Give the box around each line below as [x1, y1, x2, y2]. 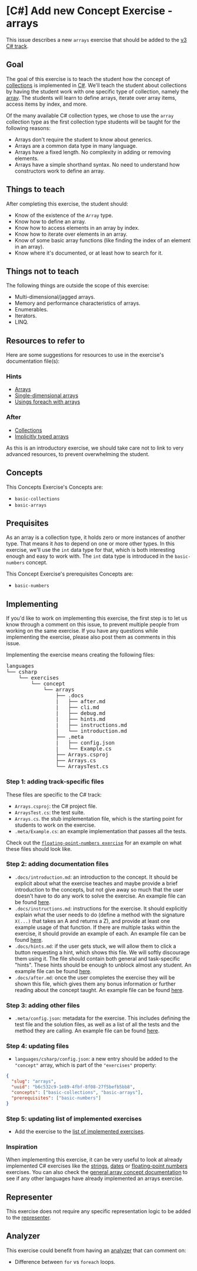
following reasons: [6, 124, 51, 131]
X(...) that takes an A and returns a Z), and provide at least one [14, 917, 171, 924]
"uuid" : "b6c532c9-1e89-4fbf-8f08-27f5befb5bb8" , [11, 1084, 135, 1090]
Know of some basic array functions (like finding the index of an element [14, 236, 191, 243]
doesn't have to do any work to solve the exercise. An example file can [14, 892, 186, 899]
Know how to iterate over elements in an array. [14, 230, 128, 238]
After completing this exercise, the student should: [6, 200, 128, 207]
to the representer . [6, 1214, 51, 1221]
